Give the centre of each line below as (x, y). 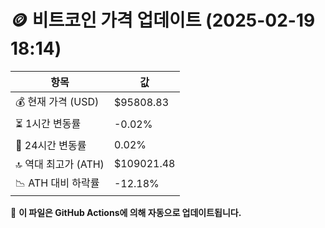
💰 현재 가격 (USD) (57, 101)
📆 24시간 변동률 (51, 145)
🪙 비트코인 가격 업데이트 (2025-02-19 (163, 20)
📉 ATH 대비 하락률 (57, 183)
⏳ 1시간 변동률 (48, 123)
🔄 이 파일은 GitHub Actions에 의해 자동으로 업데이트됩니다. (126, 212)
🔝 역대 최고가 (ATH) (60, 164)
